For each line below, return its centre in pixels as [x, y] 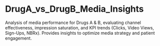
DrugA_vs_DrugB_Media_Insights [75, 9]
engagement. [18, 38]
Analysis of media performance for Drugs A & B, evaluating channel [73, 23]
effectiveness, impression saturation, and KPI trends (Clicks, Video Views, [80, 27]
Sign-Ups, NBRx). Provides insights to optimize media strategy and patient [80, 33]
